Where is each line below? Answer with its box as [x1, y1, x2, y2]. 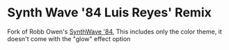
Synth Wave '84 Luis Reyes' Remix [7, 5, 212, 21]
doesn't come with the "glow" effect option [7, 34, 131, 42]
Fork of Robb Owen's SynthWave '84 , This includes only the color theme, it [7, 27, 223, 36]
